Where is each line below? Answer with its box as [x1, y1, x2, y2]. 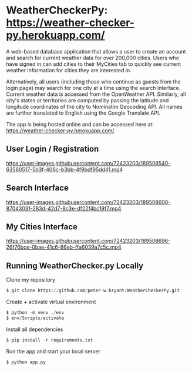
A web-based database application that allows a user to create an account [6, 48, 186, 55]
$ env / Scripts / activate [6, 315, 65, 321]
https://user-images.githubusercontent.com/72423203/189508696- [6, 238, 171, 245]
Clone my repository [6, 276, 56, 283]
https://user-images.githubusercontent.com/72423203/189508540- [6, 159, 171, 166]
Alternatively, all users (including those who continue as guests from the [6, 78, 181, 85]
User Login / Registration [6, 144, 99, 154]
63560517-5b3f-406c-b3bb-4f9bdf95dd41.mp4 [6, 166, 123, 173]
